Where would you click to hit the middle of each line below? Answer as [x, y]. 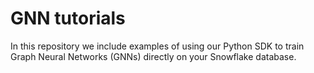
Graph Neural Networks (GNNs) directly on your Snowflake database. [153, 56]
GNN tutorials [68, 18]
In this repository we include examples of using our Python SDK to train [157, 46]
